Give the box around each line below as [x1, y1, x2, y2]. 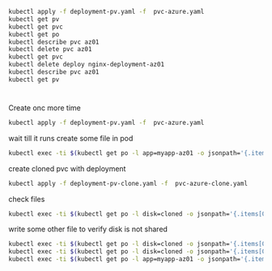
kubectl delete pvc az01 [8, 45, 92, 54]
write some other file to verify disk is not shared [8, 224, 168, 234]
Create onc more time [8, 102, 81, 113]
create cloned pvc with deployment [8, 163, 126, 174]
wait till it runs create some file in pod [8, 133, 134, 143]
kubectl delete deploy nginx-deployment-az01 [8, 61, 164, 69]
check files [8, 194, 45, 204]
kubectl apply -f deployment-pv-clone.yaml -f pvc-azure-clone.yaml [8, 179, 249, 187]
